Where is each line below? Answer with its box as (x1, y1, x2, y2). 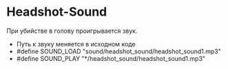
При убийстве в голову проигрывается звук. (6, 27, 138, 35)
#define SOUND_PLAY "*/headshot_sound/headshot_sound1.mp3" (16, 54, 206, 62)
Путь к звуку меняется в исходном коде (16, 40, 136, 48)
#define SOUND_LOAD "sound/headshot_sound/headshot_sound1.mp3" (16, 47, 221, 55)
